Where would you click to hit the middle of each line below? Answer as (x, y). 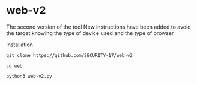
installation (20, 45)
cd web (14, 66)
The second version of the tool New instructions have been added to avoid (98, 27)
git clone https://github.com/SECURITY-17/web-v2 (70, 55)
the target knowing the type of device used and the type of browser (90, 33)
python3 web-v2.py (29, 76)
